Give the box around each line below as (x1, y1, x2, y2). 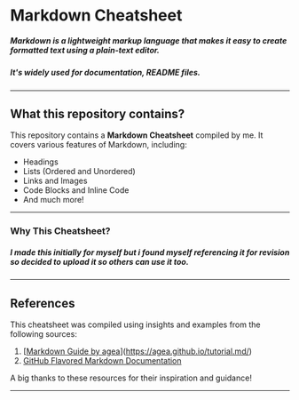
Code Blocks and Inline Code (22, 185, 130, 196)
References (10, 295, 75, 311)
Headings (22, 156, 59, 167)
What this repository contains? (10, 106, 185, 121)
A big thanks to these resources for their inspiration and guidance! (10, 372, 252, 383)
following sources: (10, 329, 78, 340)
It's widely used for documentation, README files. (10, 68, 201, 78)
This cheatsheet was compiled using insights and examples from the (10, 319, 261, 330)
